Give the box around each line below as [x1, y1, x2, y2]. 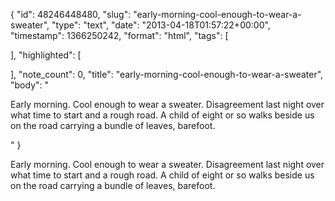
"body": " [10, 79, 50, 91]
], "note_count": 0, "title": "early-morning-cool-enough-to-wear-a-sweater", [10, 69, 324, 80]
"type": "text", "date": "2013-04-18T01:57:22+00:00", [51, 19, 271, 31]
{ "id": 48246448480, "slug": [10, 9, 132, 20]
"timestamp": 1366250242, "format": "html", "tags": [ [10, 30, 229, 41]
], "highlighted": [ [10, 49, 82, 61]
